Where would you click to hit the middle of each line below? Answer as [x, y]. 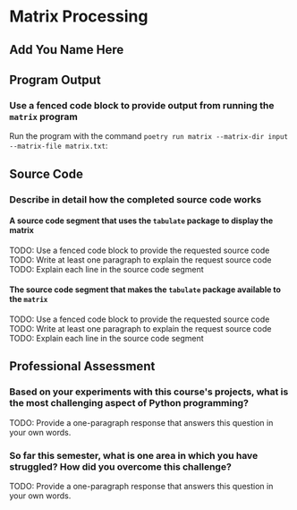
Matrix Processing [79, 17]
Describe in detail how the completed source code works [136, 199]
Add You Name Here [67, 50]
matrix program [43, 117]
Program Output [55, 79]
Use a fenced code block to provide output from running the [142, 105]
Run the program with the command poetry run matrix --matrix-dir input [149, 136]
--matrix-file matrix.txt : [59, 146]
